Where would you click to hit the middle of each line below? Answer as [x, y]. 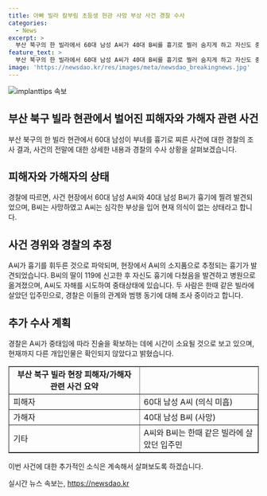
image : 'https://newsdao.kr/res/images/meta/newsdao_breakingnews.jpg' [129, 68]
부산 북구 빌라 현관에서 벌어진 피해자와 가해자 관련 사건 [133, 119]
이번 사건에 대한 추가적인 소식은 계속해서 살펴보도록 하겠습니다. [106, 466]
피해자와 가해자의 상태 [59, 176]
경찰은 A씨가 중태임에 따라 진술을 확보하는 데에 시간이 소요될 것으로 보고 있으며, [131, 344]
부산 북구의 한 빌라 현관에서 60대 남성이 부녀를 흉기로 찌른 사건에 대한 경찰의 [127, 139]
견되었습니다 [28, 275]
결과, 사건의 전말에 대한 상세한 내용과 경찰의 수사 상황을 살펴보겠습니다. [126, 149]
